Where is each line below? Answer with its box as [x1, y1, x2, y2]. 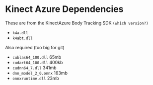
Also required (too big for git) [5, 44, 65, 50]
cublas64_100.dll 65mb [12, 54, 62, 60]
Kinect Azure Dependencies [5, 3, 124, 15]
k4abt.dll [12, 36, 33, 41]
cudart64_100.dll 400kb [12, 59, 63, 65]
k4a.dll [12, 30, 28, 35]
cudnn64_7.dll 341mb [12, 65, 57, 71]
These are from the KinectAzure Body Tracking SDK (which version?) [5, 20, 149, 26]
